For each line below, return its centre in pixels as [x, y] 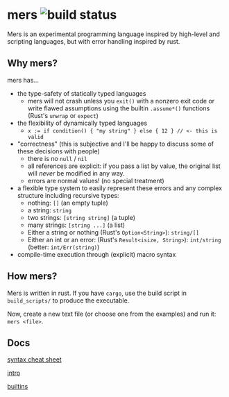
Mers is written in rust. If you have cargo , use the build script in [97, 293]
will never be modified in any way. [76, 173]
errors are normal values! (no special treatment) [96, 180]
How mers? [32, 277]
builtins [18, 387]
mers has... [23, 80]
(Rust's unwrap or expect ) [63, 115]
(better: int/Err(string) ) [63, 247]
